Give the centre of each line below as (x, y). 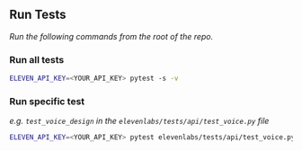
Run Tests (38, 15)
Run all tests (37, 59)
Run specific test (47, 101)
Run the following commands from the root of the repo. (111, 36)
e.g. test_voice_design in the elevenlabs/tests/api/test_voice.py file (139, 121)
